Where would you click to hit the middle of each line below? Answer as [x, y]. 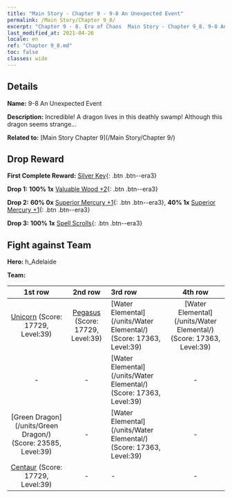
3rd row [124, 293]
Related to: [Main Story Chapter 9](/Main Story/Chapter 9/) [91, 137]
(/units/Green [37, 426]
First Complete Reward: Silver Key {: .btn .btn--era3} [82, 176]
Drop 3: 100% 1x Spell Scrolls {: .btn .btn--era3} [75, 223]
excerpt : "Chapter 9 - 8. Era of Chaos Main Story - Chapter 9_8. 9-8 [112, 26]
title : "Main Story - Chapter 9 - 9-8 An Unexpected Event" [96, 13]
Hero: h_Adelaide [32, 262]
